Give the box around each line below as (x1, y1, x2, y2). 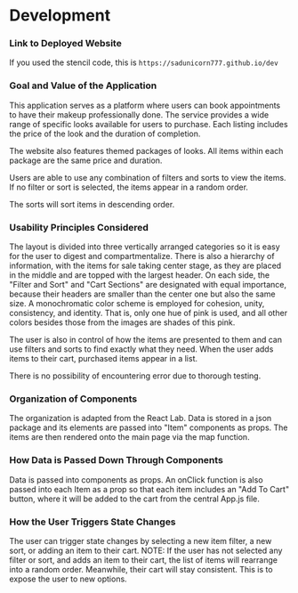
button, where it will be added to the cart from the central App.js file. (9, 493, 261, 504)
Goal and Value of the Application (9, 79, 157, 92)
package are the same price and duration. (9, 155, 163, 166)
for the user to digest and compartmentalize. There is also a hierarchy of (9, 251, 275, 262)
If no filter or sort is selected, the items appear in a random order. (9, 182, 249, 192)
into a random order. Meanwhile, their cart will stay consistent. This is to (9, 564, 273, 574)
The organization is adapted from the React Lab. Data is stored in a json (9, 413, 272, 424)
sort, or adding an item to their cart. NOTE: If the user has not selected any (9, 545, 283, 556)
